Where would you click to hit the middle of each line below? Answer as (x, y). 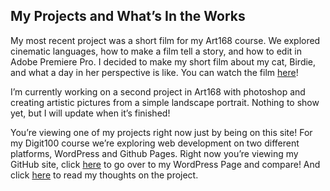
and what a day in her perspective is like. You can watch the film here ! (154, 72)
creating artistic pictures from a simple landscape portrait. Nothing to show (165, 102)
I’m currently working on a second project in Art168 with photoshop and (158, 91)
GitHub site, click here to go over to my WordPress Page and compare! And (165, 164)
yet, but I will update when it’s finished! (90, 113)
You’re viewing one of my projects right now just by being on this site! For (161, 132)
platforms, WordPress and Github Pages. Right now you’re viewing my (154, 153)
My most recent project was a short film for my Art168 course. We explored (165, 40)
